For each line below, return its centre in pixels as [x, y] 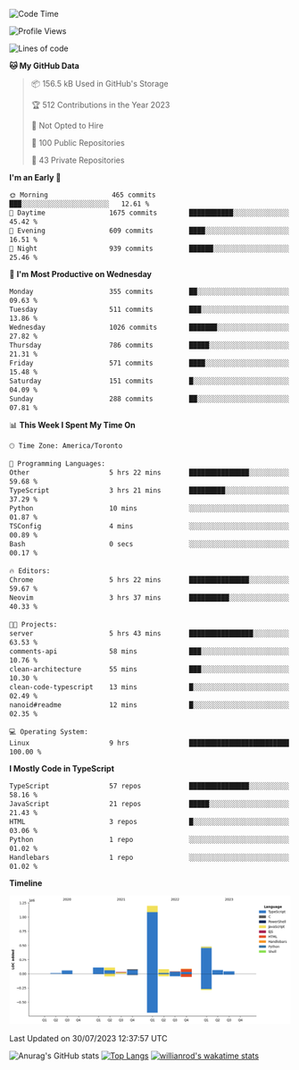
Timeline [26, 883]
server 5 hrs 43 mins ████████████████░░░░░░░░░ [149, 634]
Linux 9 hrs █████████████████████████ [149, 743]
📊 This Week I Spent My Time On [72, 425]
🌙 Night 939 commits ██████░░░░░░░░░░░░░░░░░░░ [149, 249]
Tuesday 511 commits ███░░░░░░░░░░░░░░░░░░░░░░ [149, 309]
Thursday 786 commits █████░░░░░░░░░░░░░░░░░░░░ [149, 345]
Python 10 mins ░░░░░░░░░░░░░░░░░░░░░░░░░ [149, 509]
